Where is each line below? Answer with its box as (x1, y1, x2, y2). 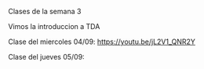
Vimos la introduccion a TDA (8, 22, 100, 31)
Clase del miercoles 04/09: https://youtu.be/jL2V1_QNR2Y (8, 37, 196, 46)
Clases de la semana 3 (8, 7, 82, 16)
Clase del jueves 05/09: (8, 53, 85, 61)
